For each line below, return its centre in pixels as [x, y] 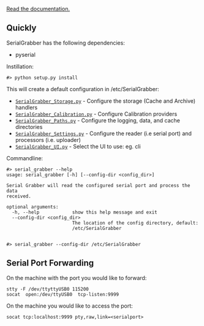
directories [29, 127]
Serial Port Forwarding [50, 263]
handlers [26, 107]
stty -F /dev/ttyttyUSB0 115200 [47, 289]
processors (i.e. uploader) [48, 139]
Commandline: [25, 158]
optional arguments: [33, 207]
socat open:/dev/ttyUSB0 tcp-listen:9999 [63, 294]
